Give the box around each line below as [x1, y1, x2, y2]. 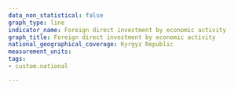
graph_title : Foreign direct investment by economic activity [8, 33, 216, 41]
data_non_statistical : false [8, 11, 104, 20]
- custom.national [8, 62, 68, 70]
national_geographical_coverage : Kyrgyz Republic [8, 41, 174, 48]
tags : [8, 55, 26, 63]
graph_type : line [8, 19, 65, 27]
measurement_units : [8, 48, 72, 55]
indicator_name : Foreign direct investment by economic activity [8, 26, 226, 34]
